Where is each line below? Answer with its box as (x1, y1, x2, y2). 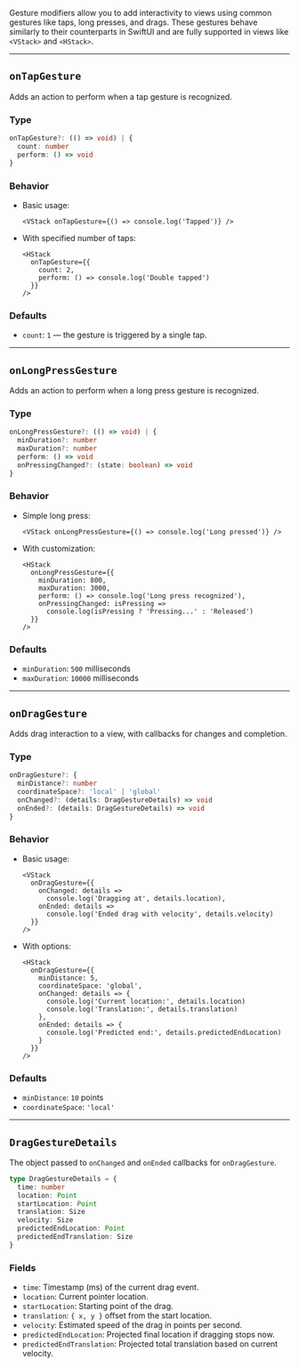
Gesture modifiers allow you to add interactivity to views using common (9, 8, 272, 18)
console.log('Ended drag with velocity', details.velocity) (45, 910, 274, 918)
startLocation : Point (17, 1199, 98, 1209)
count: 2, (38, 265, 75, 274)
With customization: (21, 543, 96, 554)
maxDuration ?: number (17, 444, 98, 453)
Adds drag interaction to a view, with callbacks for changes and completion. (9, 728, 287, 739)
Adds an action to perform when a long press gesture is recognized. (9, 385, 260, 396)
